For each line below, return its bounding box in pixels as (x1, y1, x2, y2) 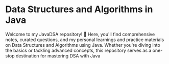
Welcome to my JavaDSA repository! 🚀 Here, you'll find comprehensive (5, 31, 155, 37)
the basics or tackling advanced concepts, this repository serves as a (5, 47, 152, 53)
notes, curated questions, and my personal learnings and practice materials (5, 37, 164, 43)
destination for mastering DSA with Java (15, 52, 101, 59)
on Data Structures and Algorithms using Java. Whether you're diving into (5, 42, 161, 48)
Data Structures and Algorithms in (5, 4, 153, 15)
